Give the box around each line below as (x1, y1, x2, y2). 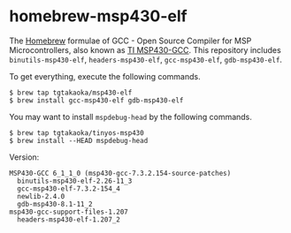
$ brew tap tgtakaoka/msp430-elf (9, 88, 133, 97)
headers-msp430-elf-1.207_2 (17, 214, 121, 224)
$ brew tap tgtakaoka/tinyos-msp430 (9, 128, 144, 138)
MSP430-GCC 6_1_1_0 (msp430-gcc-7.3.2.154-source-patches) (9, 169, 232, 177)
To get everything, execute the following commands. (9, 71, 201, 81)
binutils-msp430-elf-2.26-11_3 (17, 177, 133, 185)
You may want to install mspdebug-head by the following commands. (9, 111, 252, 122)
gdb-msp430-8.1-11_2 (17, 199, 93, 208)
